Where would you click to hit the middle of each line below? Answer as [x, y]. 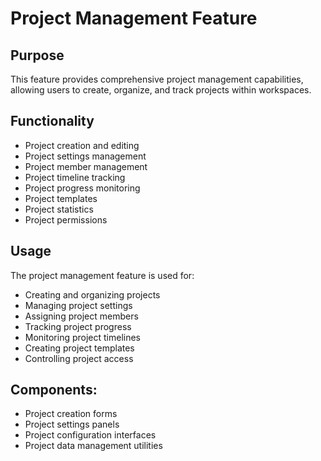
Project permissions [66, 219]
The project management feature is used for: [102, 275]
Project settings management [85, 156]
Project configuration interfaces [90, 435]
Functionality [52, 121]
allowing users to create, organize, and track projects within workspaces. [161, 90]
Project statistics [59, 209]
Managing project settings [78, 305]
